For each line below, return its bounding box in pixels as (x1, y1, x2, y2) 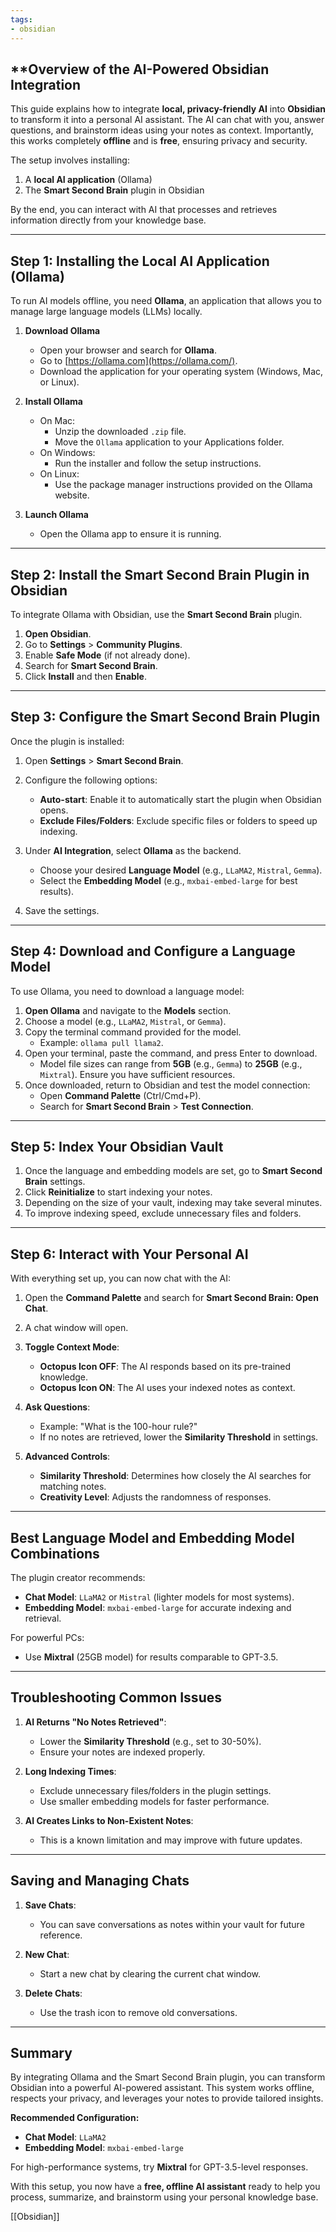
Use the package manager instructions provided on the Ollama (54, 479, 313, 491)
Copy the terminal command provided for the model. (24, 1026, 242, 1038)
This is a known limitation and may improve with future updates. (39, 1834, 303, 1846)
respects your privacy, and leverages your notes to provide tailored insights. (10, 2092, 324, 2105)
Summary (10, 2045, 73, 2062)
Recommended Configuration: (10, 2112, 140, 2124)
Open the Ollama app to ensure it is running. (39, 528, 222, 540)
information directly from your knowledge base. (10, 214, 207, 226)
